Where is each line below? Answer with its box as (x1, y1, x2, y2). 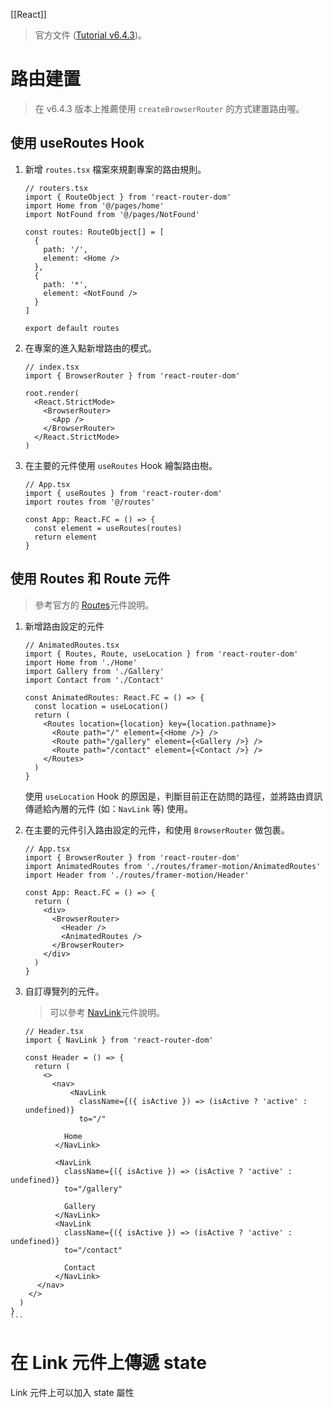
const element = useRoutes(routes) (34, 523, 183, 533)
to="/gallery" (63, 1184, 123, 1194)
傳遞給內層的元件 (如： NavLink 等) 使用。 (24, 802, 193, 814)
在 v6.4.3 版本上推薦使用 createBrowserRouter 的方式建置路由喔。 (34, 102, 305, 114)
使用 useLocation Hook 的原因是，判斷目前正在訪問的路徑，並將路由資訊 (24, 790, 323, 802)
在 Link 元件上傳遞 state (10, 1351, 207, 1374)
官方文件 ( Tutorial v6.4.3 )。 (34, 29, 148, 41)
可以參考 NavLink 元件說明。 (49, 1006, 165, 1018)
